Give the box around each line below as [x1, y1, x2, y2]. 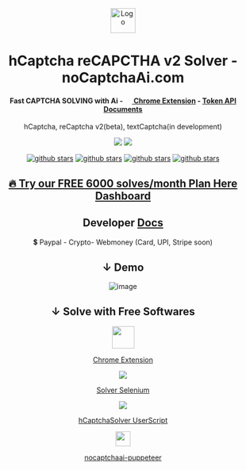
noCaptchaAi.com [61, 69, 185, 87]
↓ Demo [102, 260, 144, 274]
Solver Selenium [96, 385, 150, 395]
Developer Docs [82, 216, 164, 229]
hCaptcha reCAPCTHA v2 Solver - [8, 52, 238, 70]
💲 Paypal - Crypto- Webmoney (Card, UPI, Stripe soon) [33, 237, 213, 247]
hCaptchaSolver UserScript [78, 416, 168, 426]
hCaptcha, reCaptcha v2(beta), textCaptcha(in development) [24, 122, 222, 132]
